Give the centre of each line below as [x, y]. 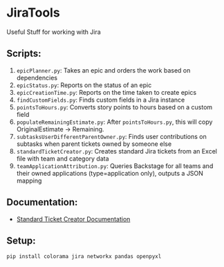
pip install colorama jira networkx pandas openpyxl [84, 257]
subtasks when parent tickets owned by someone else [94, 144]
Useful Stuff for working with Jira [54, 32]
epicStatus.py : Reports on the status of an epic [84, 85]
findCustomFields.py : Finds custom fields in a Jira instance [101, 100]
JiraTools [33, 13]
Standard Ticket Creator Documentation [73, 219]
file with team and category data [63, 158]
